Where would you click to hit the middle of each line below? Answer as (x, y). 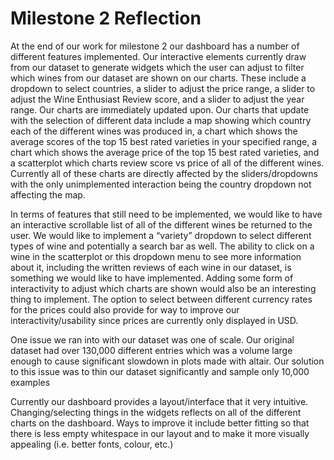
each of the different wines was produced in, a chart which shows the (154, 131)
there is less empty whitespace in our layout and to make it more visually (160, 433)
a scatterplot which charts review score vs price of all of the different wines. (167, 163)
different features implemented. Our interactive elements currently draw (158, 56)
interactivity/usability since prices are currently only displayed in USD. (154, 320)
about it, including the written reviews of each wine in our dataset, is (151, 267)
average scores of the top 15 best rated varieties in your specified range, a (164, 141)
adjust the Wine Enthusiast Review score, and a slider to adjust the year (157, 99)
